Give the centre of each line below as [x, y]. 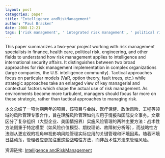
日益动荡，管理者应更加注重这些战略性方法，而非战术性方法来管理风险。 [78, 140]
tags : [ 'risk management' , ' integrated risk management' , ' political [80, 32]
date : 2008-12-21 [23, 28]
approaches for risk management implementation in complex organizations [81, 67]
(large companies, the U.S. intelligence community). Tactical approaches [79, 73]
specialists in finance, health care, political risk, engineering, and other [77, 52]
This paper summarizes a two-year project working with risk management [80, 47]
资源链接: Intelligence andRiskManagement [49, 150]
